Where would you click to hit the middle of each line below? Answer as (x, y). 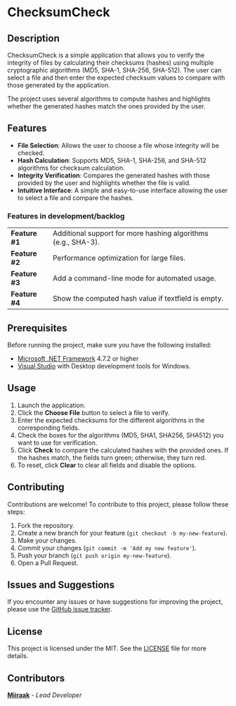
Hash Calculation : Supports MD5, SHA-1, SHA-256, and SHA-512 (112, 160)
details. (18, 656)
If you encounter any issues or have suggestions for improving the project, (115, 602)
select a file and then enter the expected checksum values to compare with (116, 78)
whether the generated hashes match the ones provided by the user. (106, 106)
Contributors (36, 678)
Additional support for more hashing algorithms (130, 233)
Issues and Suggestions (61, 584)
